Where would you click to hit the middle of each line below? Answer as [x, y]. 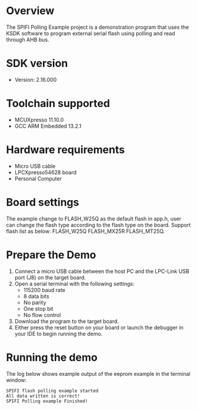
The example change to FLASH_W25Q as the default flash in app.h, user [94, 218]
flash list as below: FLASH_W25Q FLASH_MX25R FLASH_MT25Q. [86, 231]
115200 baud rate [44, 290]
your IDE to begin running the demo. [59, 334]
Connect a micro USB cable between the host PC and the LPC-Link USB [102, 271]
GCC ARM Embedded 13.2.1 [48, 126]
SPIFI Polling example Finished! [47, 401]
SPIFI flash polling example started [52, 391]
